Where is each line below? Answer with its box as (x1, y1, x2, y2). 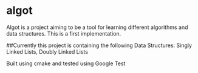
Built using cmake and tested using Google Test (6, 60, 126, 67)
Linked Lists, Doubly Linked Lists (6, 48, 88, 55)
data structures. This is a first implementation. (6, 30, 121, 37)
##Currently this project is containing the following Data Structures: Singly (6, 42, 193, 49)
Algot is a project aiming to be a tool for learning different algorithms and (6, 24, 188, 31)
